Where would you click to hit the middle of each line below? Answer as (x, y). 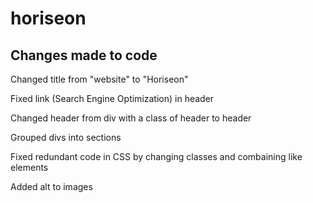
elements (29, 167)
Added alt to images (51, 186)
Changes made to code (84, 55)
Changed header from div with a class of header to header (131, 118)
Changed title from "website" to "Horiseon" (99, 79)
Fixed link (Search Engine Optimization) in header (112, 98)
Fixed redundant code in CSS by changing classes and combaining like (156, 156)
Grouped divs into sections (66, 137)
